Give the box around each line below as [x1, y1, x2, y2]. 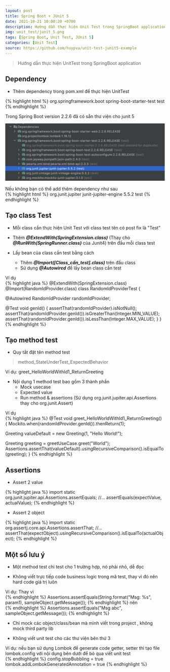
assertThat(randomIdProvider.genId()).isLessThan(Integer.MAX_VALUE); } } [5, 315, 162, 322]
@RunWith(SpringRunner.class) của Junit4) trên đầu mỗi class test [12, 240, 155, 246]
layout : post [5, 8, 33, 13]
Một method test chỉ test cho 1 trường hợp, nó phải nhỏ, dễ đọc [12, 564, 144, 570]
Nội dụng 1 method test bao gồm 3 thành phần [12, 379, 110, 385]
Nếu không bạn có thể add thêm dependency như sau [5, 185, 118, 192]
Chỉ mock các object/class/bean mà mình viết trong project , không [12, 620, 153, 626]
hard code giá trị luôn [12, 579, 57, 585]
